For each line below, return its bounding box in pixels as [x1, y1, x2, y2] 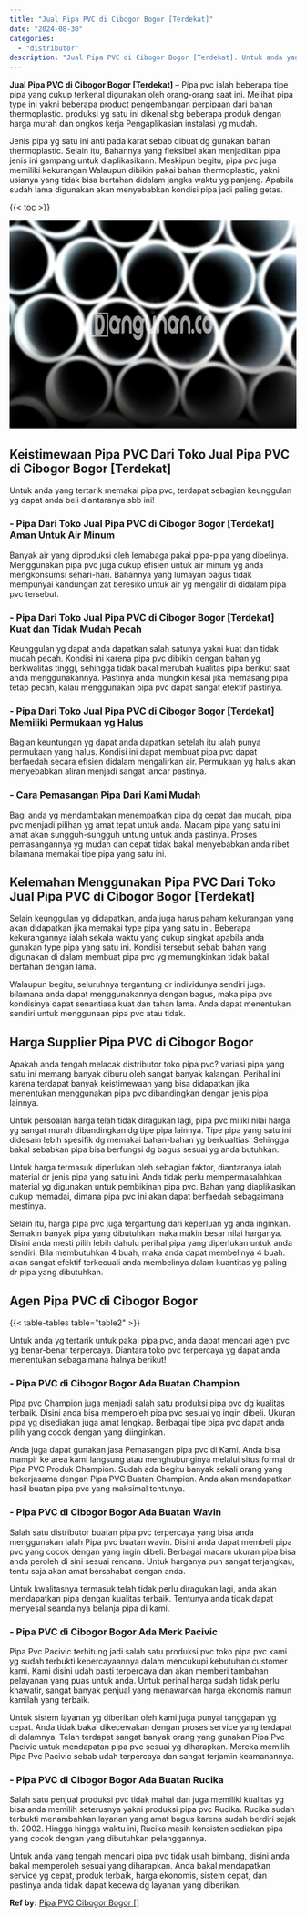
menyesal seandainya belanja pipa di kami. [9, 1603, 170, 1613]
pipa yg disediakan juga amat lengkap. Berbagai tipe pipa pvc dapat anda [9, 1417, 285, 1428]
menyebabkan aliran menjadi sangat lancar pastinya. [9, 766, 207, 777]
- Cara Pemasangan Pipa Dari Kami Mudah [9, 788, 201, 801]
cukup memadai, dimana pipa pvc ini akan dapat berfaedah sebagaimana [9, 1190, 284, 1202]
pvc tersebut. [9, 588, 59, 599]
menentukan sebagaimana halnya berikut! [9, 1355, 167, 1366]
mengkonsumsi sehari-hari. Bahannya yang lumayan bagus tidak [9, 569, 252, 580]
